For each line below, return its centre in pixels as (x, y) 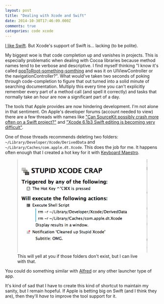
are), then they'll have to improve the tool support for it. (61, 296)
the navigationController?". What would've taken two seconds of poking (78, 76)
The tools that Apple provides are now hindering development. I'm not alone (82, 107)
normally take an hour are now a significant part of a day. (63, 97)
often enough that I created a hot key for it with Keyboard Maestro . (72, 153)
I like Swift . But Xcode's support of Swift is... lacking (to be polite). (72, 46)
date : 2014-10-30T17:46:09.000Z (38, 21)
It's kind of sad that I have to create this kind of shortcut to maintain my (77, 286)
